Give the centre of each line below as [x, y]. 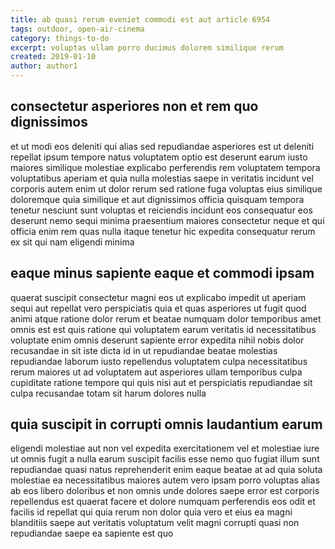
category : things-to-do [60, 38]
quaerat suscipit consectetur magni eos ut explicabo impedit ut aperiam [158, 297]
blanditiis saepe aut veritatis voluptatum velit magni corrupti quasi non [155, 523]
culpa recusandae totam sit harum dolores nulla [108, 393]
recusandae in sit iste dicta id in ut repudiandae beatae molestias [144, 350]
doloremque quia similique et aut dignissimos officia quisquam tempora [157, 199]
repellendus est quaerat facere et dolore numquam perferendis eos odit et [163, 502]
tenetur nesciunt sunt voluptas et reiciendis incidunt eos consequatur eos [161, 210]
